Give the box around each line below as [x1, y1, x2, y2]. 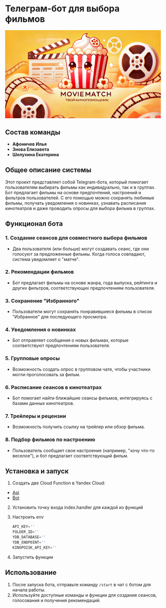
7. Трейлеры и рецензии [5, 412, 66, 419]
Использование [5, 568, 57, 577]
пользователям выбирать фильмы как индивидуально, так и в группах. [5, 184, 156, 190]
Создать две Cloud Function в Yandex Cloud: [12, 480, 105, 486]
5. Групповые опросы [5, 355, 60, 362]
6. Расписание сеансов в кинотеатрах [5, 384, 102, 391]
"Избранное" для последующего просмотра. [12, 314, 108, 320]
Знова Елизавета [12, 146, 49, 152]
